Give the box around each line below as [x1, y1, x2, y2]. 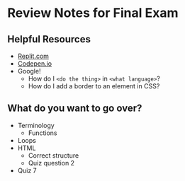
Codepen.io [17, 59, 52, 68]
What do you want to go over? [7, 103, 142, 115]
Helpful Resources [7, 33, 91, 45]
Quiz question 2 [28, 158, 75, 167]
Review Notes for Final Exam [7, 5, 179, 21]
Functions [28, 129, 57, 137]
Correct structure [28, 151, 79, 160]
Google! [17, 67, 41, 75]
